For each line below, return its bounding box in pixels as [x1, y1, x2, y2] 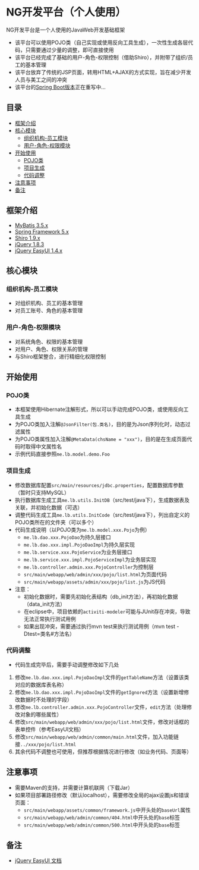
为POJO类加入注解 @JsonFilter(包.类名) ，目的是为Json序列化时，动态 [14, 420, 186, 428]
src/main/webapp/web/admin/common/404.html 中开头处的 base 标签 [23, 814, 180, 821]
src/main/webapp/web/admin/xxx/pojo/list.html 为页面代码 [23, 570, 168, 577]
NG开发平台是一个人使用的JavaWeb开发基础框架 [6, 26, 125, 33]
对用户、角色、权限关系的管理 [14, 346, 88, 353]
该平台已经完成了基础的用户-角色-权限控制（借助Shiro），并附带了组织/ [14, 54, 188, 61]
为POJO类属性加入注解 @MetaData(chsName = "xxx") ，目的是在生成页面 [14, 435, 187, 443]
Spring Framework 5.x [14, 228, 70, 235]
